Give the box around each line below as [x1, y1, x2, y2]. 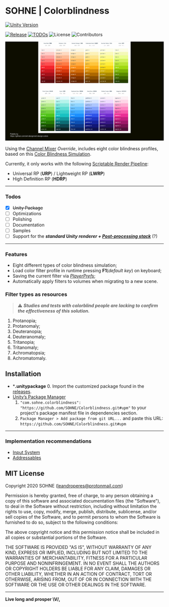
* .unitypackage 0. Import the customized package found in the [12, 383, 144, 389]
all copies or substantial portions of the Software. [5, 534, 107, 540]
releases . [12, 388, 32, 394]
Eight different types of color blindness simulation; [12, 262, 117, 268]
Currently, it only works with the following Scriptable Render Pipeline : [5, 161, 149, 167]
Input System [12, 449, 40, 455]
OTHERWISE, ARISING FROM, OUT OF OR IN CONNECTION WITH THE [5, 576, 152, 582]
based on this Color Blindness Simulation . [5, 151, 92, 157]
